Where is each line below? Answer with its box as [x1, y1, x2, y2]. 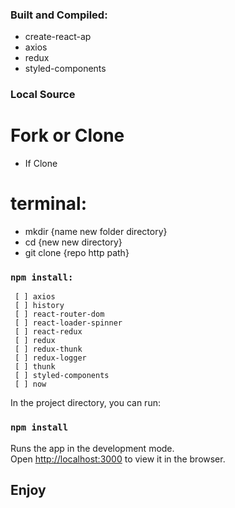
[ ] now [14, 379, 47, 390]
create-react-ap [24, 31, 92, 43]
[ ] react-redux [14, 327, 83, 337]
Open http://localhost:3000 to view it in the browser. [10, 453, 226, 465]
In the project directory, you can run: [10, 397, 161, 409]
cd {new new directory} [24, 236, 123, 248]
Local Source [10, 88, 76, 102]
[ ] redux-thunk [14, 344, 83, 355]
